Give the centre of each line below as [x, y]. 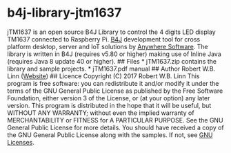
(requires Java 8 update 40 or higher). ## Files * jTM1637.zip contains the [112, 61]
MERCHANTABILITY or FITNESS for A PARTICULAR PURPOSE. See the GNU [115, 120]
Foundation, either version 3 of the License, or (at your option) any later [109, 98]
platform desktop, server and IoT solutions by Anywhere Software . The [108, 46]
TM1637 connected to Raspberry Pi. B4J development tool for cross [104, 39]
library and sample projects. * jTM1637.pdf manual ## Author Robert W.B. [111, 69]
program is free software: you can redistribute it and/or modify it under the [113, 83]
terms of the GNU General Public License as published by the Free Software [115, 91]
